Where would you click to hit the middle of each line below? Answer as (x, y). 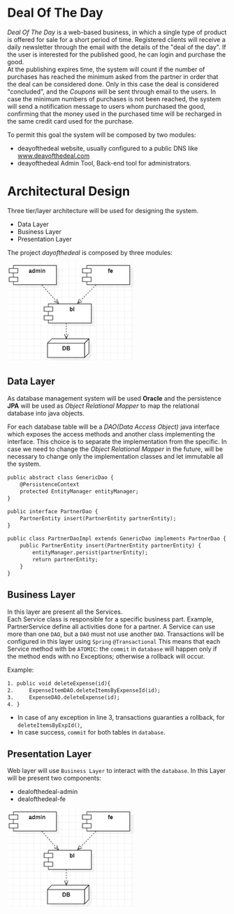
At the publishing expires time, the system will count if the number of (106, 69)
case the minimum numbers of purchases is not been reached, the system (114, 98)
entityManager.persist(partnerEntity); (90, 552)
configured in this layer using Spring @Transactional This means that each (114, 641)
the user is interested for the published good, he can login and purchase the (117, 54)
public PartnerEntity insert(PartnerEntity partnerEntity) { (110, 545)
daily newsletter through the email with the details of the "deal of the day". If (117, 47)
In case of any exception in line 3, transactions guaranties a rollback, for (121, 717)
